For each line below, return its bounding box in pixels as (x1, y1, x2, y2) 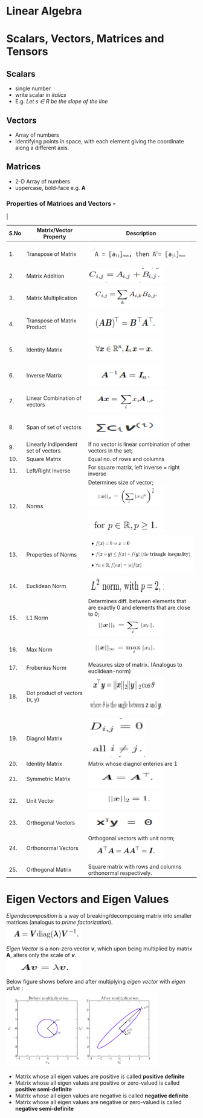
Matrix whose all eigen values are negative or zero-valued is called (14, 1099, 182, 1106)
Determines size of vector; (88, 479, 154, 486)
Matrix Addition (26, 272, 65, 279)
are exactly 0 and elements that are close (88, 604, 191, 612)
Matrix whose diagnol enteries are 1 (88, 760, 178, 767)
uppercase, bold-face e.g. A (14, 184, 86, 191)
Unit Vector (26, 797, 54, 805)
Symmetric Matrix (26, 775, 71, 782)
